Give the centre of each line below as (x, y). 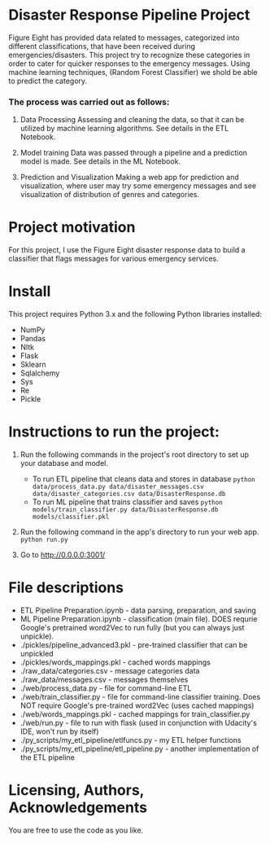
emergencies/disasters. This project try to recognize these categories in (129, 55)
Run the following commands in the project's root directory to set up (135, 454)
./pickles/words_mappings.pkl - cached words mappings (115, 662)
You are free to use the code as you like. (76, 830)
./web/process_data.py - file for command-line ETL (106, 688)
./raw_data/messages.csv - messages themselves (104, 679)
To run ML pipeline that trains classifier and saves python (128, 502)
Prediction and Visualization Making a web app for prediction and (130, 178)
